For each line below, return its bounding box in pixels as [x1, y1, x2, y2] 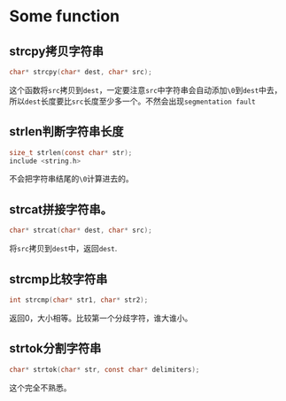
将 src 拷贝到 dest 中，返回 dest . [9, 243, 118, 254]
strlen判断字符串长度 [9, 124, 124, 139]
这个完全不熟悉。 [9, 382, 72, 393]
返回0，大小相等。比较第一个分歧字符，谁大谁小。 [9, 312, 193, 323]
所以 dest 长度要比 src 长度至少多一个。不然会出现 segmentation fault [9, 96, 256, 106]
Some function [9, 6, 120, 27]
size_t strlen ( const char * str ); [9, 148, 133, 157]
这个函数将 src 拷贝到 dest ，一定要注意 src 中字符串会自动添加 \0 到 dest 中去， [9, 84, 282, 95]
